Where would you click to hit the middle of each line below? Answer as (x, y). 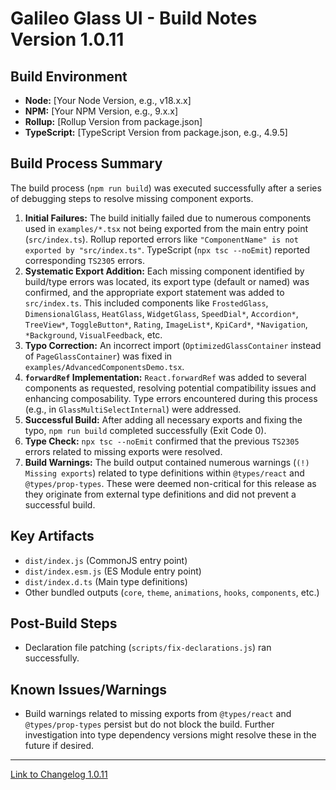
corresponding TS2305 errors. (84, 260)
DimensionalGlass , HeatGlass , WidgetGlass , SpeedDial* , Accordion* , (161, 313)
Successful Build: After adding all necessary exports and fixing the (163, 419)
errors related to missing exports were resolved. (123, 451)
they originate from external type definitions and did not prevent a (160, 494)
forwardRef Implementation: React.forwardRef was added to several (165, 377)
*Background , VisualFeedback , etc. (93, 334)
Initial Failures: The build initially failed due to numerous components (168, 218)
